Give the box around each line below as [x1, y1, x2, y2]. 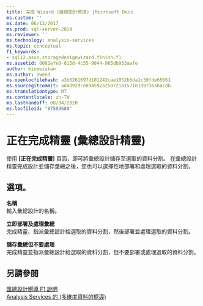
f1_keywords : [6, 49, 40, 55]
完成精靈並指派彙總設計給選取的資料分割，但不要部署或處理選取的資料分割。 [6, 249, 199, 256]
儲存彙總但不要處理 [6, 241, 55, 248]
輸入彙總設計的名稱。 [6, 207, 60, 214]
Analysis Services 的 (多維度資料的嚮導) [6, 293, 106, 301]
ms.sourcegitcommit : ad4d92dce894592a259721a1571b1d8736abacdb [6, 83, 171, 89]
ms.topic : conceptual [6, 43, 62, 49]
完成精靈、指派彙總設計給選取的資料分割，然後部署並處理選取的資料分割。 [6, 228, 194, 235]
